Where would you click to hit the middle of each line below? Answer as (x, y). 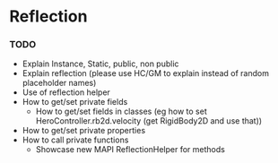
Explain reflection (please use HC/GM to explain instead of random (145, 73)
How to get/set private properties (84, 131)
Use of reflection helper (66, 92)
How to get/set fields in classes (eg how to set (122, 112)
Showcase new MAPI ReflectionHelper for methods (130, 150)
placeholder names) (59, 83)
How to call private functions (75, 140)
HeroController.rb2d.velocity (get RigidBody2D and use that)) (149, 121)
